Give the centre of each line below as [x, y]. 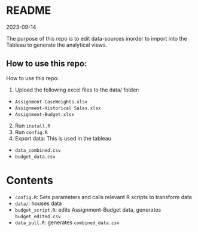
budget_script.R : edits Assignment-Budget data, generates [88, 209]
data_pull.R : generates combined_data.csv [67, 222]
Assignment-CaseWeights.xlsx [51, 102]
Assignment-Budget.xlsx [45, 114]
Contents [30, 180]
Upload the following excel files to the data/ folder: [77, 90]
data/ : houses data [38, 203]
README [29, 10]
